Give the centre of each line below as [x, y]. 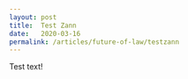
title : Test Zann [43, 25]
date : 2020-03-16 [45, 33]
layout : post [33, 17]
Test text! [26, 67]
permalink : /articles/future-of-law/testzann [94, 42]
